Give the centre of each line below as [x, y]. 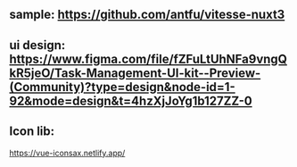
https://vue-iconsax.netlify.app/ [67, 153]
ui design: [37, 45]
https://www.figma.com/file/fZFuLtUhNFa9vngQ [148, 58]
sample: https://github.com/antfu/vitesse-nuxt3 [147, 15]
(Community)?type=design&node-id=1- [122, 87]
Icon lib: [32, 132]
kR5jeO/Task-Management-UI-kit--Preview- [135, 73]
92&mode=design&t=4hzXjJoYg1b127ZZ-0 [131, 100]
